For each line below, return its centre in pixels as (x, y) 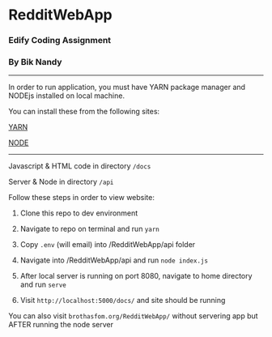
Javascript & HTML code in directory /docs (80, 166)
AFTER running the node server (61, 325)
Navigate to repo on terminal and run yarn (89, 229)
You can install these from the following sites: (84, 112)
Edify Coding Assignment (60, 41)
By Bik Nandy (35, 62)
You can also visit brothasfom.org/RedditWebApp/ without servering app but (133, 316)
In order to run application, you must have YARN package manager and (127, 87)
